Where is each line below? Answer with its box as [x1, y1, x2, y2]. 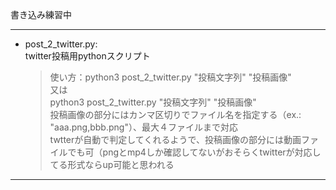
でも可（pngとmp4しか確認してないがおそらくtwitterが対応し [67, 146, 322, 158]
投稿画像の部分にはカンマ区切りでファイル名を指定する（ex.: [49, 109, 302, 120]
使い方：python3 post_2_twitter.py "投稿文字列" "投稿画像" [49, 71, 292, 83]
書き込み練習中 [10, 9, 72, 20]
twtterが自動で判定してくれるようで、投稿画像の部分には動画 [49, 134, 302, 145]
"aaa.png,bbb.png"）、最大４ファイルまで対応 [49, 121, 238, 133]
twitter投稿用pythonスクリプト [24, 50, 151, 62]
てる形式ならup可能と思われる [49, 159, 175, 170]
